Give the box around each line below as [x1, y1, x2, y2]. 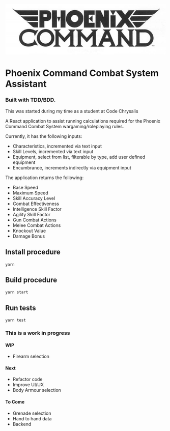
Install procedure [5, 248, 61, 256]
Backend [12, 421, 32, 427]
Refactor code [12, 376, 43, 383]
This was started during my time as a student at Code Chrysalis [5, 108, 138, 114]
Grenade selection [12, 410, 51, 416]
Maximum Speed [12, 190, 48, 196]
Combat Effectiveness [12, 200, 60, 207]
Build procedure [5, 275, 58, 284]
